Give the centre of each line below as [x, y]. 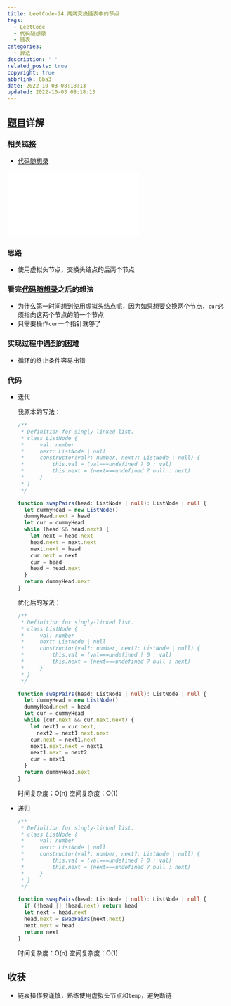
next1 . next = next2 [59, 753]
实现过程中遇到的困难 [43, 344]
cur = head [46, 562]
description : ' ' [33, 60]
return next [41, 932]
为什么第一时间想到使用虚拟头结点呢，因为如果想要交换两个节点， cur [118, 306]
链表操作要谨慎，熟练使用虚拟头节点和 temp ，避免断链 [94, 995]
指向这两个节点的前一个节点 [64, 315]
